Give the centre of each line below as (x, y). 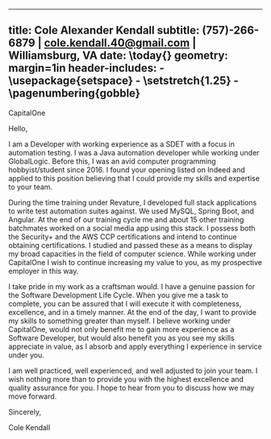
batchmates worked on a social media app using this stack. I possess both (132, 228)
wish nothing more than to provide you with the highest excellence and (126, 379)
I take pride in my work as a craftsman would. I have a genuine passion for (132, 286)
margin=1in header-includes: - (87, 68)
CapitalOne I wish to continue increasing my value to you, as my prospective (135, 262)
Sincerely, (25, 412)
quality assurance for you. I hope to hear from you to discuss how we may (131, 387)
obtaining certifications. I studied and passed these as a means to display (130, 245)
